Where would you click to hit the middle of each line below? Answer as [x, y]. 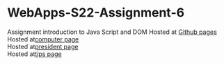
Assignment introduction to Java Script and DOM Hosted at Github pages [112, 32]
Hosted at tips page [34, 54]
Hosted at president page [43, 46]
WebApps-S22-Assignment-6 [96, 13]
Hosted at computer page [43, 39]
